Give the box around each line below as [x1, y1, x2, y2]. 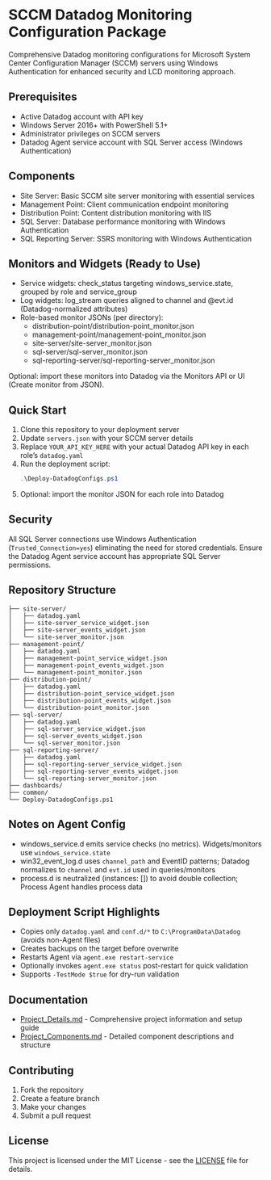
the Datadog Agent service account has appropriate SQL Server [8, 551, 221, 561]
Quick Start [8, 403, 67, 417]
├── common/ [8, 788, 48, 796]
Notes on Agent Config [8, 817, 127, 831]
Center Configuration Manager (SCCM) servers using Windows [8, 58, 219, 68]
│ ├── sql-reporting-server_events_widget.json [8, 767, 179, 775]
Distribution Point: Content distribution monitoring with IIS [19, 208, 212, 217]
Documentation [8, 993, 89, 1006]
